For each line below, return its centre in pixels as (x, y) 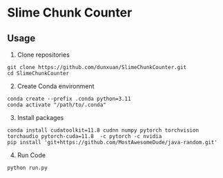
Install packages (40, 118)
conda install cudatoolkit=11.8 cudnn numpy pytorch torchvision (103, 130)
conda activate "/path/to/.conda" (57, 105)
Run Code (31, 155)
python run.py (28, 168)
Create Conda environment (56, 86)
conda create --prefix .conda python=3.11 (69, 99)
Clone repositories (43, 55)
